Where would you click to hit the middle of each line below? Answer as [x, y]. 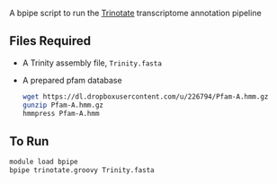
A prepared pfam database [72, 80]
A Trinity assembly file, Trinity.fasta [92, 63]
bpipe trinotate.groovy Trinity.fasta [82, 171]
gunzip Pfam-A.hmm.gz [63, 105]
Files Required [50, 41]
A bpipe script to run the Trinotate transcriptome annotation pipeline [136, 13]
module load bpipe [44, 162]
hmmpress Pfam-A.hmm [61, 113]
